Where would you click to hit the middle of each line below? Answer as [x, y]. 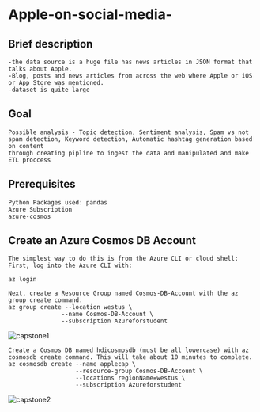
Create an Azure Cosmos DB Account [102, 240]
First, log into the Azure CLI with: [70, 266]
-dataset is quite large [49, 90]
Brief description [51, 44]
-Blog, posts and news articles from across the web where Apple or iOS [130, 76]
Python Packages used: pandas [58, 202]
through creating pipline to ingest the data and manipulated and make [128, 153]
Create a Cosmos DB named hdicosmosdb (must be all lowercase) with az [128, 350]
